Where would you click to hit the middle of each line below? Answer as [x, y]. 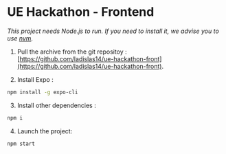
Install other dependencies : [56, 105]
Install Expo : [35, 79]
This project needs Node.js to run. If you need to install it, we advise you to [113, 31]
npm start [21, 144]
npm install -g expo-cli [43, 92]
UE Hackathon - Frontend [81, 12]
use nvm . [20, 38]
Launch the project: [45, 131]
